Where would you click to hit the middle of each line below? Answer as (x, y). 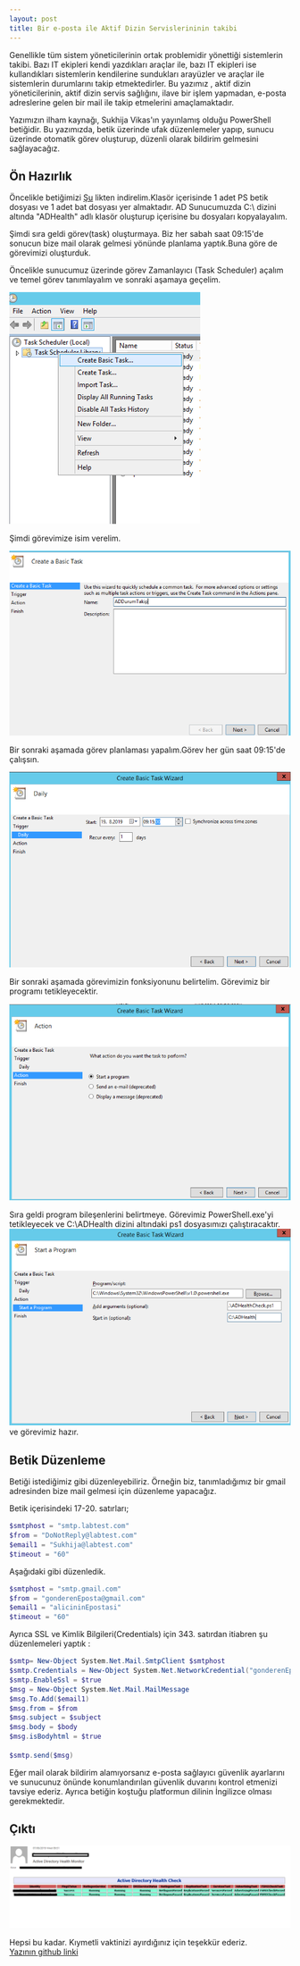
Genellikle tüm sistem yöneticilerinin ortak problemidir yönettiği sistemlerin (146, 55)
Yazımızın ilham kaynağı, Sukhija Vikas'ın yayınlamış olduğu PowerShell (140, 120)
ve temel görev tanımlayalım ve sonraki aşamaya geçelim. (115, 280)
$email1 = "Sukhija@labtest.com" (71, 1545)
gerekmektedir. (37, 1801)
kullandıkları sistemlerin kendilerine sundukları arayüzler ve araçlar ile (137, 74)
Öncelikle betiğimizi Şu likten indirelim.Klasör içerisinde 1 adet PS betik (139, 197)
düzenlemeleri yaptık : (50, 1643)
